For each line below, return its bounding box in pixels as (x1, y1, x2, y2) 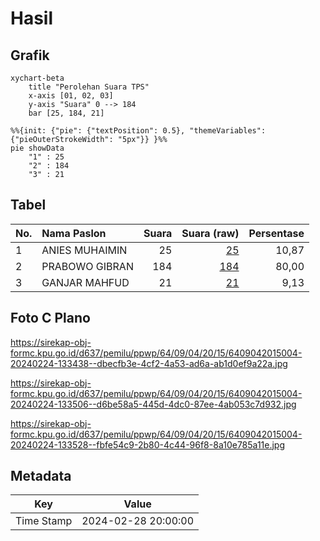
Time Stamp (15, 514, 73, 528)
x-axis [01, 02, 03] (28, 91, 114, 101)
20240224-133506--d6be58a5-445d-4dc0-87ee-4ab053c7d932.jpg (10, 398, 297, 410)
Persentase (248, 226, 305, 240)
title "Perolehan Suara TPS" (28, 82, 150, 92)
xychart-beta (10, 73, 65, 83)
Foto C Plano (10, 310, 91, 327)
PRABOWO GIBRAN (41, 259, 134, 273)
